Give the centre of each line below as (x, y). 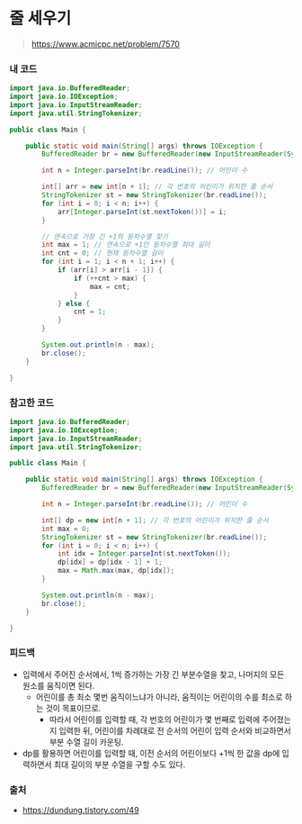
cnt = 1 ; (89, 312)
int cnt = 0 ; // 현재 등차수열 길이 (102, 253)
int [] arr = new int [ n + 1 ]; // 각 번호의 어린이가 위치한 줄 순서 (157, 187)
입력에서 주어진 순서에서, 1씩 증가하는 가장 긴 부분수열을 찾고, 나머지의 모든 (153, 674)
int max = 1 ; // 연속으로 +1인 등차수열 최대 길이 (126, 245)
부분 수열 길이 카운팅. (86, 742)
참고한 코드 (32, 403)
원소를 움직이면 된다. (58, 685)
